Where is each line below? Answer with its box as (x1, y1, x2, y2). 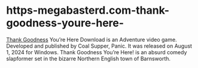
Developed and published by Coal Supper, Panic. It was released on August (6, 42, 193, 50)
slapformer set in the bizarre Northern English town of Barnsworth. (6, 55, 171, 62)
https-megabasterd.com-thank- (6, 4, 169, 17)
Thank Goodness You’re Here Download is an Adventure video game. (6, 36, 178, 43)
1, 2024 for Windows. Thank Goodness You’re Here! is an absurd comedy (6, 48, 187, 55)
